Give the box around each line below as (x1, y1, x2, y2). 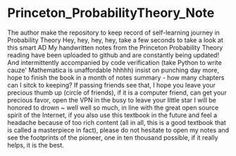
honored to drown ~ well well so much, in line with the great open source (7, 103, 219, 112)
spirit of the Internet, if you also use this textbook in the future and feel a (7, 111, 217, 119)
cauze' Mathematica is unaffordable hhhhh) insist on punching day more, (7, 66, 220, 74)
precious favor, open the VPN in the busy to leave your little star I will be (7, 95, 216, 104)
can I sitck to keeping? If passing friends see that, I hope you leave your (7, 80, 216, 89)
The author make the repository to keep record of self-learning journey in (7, 28, 221, 37)
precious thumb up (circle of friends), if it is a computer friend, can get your (7, 88, 227, 97)
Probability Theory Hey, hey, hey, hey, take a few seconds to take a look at (7, 35, 223, 44)
